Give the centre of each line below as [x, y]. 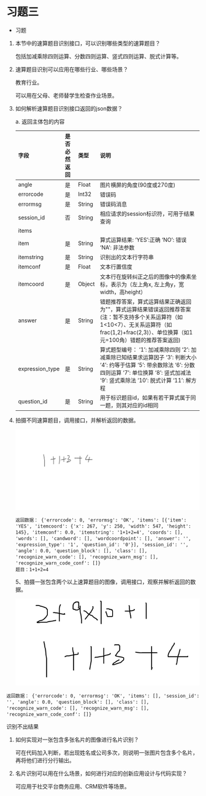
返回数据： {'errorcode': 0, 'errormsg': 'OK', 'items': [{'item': [101, 520]
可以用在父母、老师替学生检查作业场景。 [66, 95]
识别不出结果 [22, 727]
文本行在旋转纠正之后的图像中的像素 [146, 276]
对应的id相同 [143, 405]
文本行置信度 [116, 267]
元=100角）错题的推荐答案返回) [140, 340]
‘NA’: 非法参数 [117, 247]
